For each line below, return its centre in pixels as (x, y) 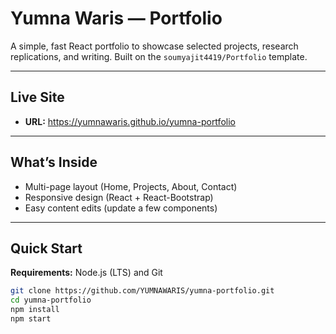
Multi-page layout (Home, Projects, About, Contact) (131, 186)
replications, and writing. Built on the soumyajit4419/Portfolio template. (159, 56)
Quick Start (46, 248)
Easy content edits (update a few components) (121, 208)
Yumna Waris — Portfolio (116, 18)
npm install (35, 310)
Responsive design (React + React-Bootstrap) (119, 197)
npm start (31, 319)
